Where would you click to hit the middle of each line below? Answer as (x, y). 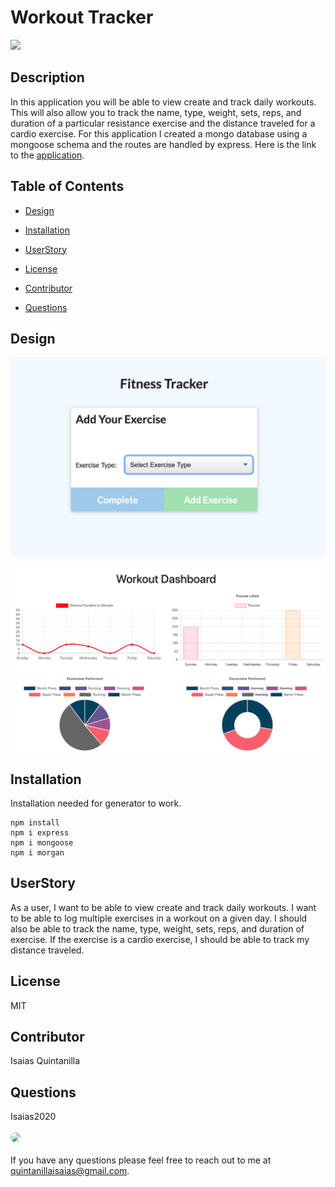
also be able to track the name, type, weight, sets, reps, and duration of (157, 928)
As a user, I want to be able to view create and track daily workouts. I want (163, 907)
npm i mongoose (42, 842)
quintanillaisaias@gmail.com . (70, 1171)
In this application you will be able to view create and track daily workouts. (163, 102)
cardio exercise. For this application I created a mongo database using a (159, 133)
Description (47, 77)
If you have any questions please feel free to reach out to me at (141, 1160)
